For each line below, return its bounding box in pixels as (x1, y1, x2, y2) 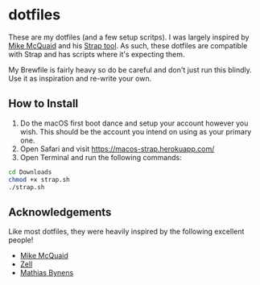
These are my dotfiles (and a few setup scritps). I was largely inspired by (8, 32, 250, 42)
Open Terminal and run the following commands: (19, 152, 183, 162)
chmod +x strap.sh (8, 176, 70, 184)
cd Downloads (8, 167, 52, 176)
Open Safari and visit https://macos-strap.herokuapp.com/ (19, 143, 215, 154)
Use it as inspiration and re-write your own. (8, 73, 152, 83)
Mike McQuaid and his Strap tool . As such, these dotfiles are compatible (8, 40, 248, 50)
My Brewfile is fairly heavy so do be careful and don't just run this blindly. (8, 64, 252, 74)
